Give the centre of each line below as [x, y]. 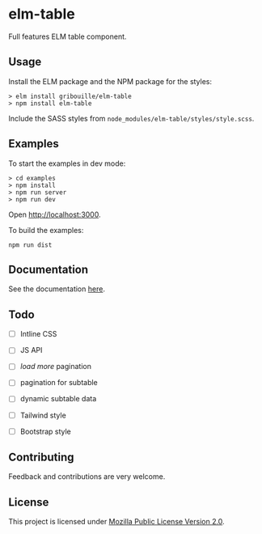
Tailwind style [43, 415]
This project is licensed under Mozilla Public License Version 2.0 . [116, 522]
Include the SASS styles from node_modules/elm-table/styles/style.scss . [131, 118]
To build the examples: [46, 230]
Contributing [41, 458]
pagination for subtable [59, 383]
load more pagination [55, 367]
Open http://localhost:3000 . [55, 214]
